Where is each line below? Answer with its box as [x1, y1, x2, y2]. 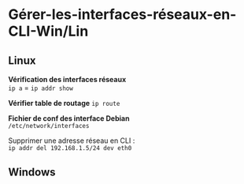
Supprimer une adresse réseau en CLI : [8, 136, 135, 145]
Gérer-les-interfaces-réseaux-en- [8, 6, 237, 24]
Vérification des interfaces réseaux [8, 75, 127, 84]
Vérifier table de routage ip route [8, 99, 120, 107]
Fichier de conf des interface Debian [8, 114, 130, 123]
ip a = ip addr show [8, 83, 73, 92]
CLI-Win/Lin [8, 22, 89, 40]
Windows [8, 166, 56, 179]
